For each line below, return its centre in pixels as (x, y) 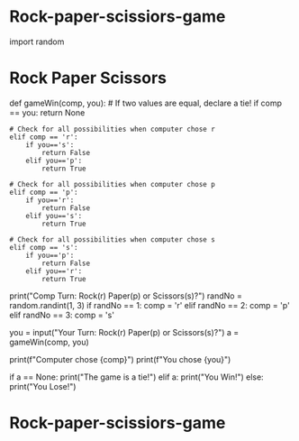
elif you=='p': (54, 161)
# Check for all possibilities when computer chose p (113, 184)
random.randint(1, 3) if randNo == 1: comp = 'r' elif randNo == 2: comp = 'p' (149, 305)
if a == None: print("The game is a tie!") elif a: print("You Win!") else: (136, 377)
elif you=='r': (54, 271)
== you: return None (47, 112)
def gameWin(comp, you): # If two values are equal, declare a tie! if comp (145, 103)
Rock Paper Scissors (88, 78)
